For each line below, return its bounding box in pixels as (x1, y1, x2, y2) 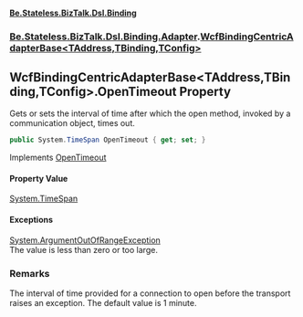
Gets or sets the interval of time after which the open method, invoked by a (9, 108, 291, 119)
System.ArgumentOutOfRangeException (9, 234, 162, 246)
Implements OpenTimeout (9, 152, 107, 164)
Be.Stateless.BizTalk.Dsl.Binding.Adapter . (9, 30, 201, 43)
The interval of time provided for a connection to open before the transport (9, 288, 291, 299)
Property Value (9, 173, 68, 184)
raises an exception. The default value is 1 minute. (9, 297, 197, 308)
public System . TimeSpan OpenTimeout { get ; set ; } (9, 135, 206, 145)
